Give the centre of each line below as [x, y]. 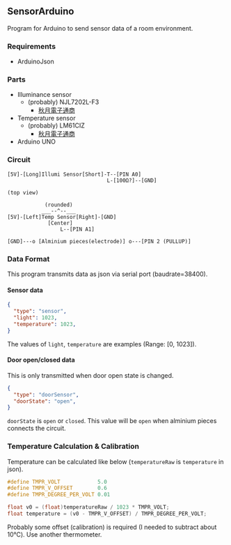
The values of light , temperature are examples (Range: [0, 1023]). [102, 344]
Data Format [29, 259]
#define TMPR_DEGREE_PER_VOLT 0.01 [59, 495]
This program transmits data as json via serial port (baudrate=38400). [107, 274]
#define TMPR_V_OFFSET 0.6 [57, 488]
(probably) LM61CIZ [56, 125]
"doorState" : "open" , [45, 401]
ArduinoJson [35, 61]
